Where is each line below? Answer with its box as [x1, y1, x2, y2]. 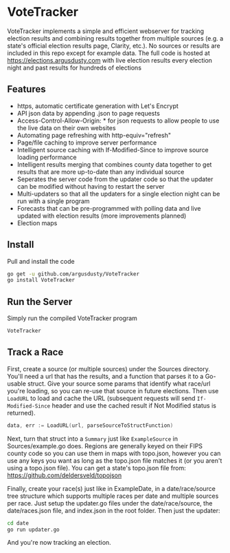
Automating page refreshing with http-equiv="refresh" [16, 131, 172, 139]
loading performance [16, 153, 77, 161]
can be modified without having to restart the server [16, 182, 165, 190]
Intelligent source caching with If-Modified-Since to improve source [16, 145, 209, 154]
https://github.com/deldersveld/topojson [7, 471, 122, 479]
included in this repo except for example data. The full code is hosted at [7, 49, 211, 57]
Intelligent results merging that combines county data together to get [16, 160, 212, 169]
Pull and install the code [7, 257, 75, 265]
